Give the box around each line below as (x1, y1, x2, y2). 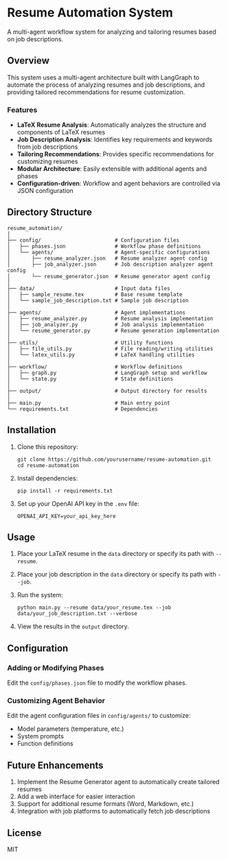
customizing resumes (16, 157, 78, 166)
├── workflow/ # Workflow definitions (7, 363, 183, 370)
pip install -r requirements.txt (16, 487, 113, 494)
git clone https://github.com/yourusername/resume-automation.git (16, 456, 212, 463)
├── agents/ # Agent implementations (7, 309, 186, 316)
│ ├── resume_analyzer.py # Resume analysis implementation (7, 315, 214, 322)
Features (7, 105, 38, 114)
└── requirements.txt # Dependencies (7, 405, 158, 413)
